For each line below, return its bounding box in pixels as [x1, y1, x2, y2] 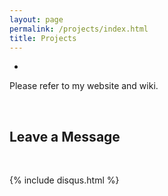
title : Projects [9, 33, 77, 43]
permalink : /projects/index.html [9, 24, 149, 34]
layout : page [9, 14, 64, 25]
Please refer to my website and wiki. [9, 80, 159, 92]
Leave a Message [9, 128, 121, 145]
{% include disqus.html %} [9, 174, 120, 186]
